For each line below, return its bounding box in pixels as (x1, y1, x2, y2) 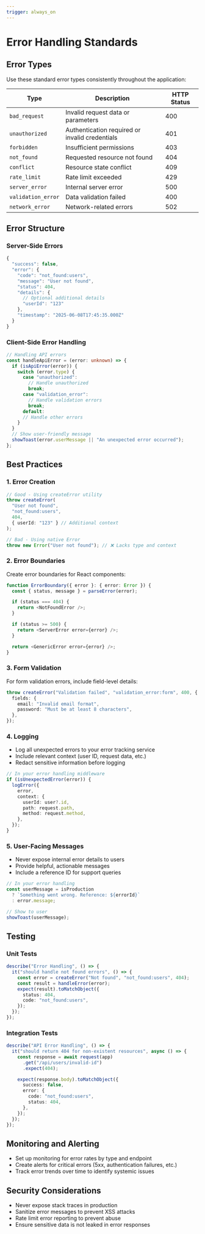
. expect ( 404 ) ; (22, 1065, 59, 1071)
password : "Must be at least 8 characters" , (17, 706, 132, 712)
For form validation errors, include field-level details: (6, 678, 138, 685)
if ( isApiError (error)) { (12, 363, 78, 369)
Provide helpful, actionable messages (15, 863, 110, 870)
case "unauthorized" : (22, 375, 78, 381)
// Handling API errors (6, 351, 67, 357)
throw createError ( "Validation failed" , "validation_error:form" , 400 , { (6, 689, 198, 695)
